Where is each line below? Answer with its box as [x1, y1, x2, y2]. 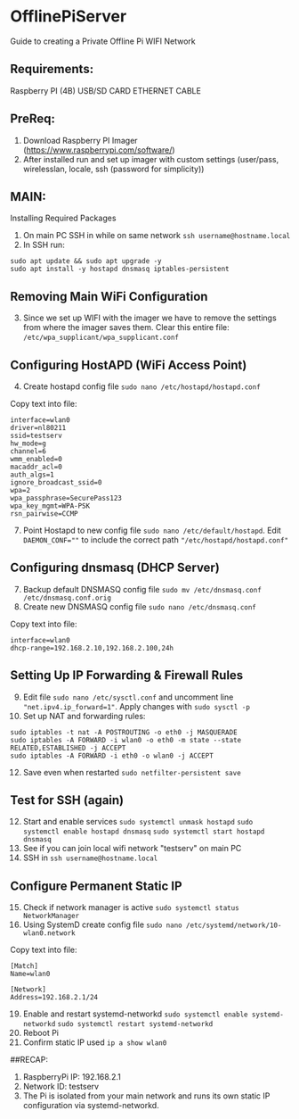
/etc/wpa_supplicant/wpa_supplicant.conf [22, 333, 179, 343]
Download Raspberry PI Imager [22, 135, 138, 145]
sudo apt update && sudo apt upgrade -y [10, 257, 163, 266]
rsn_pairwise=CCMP [10, 510, 78, 518]
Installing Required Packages [10, 212, 117, 224]
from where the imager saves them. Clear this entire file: [22, 322, 230, 333]
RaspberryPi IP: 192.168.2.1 [22, 1072, 121, 1082]
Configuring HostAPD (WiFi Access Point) [10, 357, 247, 372]
